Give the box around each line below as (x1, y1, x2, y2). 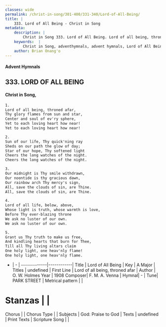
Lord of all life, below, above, (5, 203, 74, 208)
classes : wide (5, 7, 35, 12)
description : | (14, 30, 45, 35)
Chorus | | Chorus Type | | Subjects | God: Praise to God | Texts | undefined (5, 311, 159, 317)
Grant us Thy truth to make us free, (5, 235, 83, 240)
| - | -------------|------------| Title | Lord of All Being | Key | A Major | (12, 262, 156, 268)
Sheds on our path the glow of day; (5, 144, 81, 148)
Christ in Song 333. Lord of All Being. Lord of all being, (23, 35, 149, 40)
